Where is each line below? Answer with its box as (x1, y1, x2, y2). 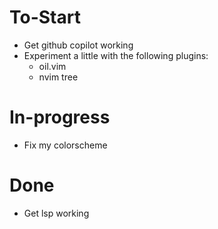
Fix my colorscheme (23, 139, 108, 151)
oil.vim (38, 60, 67, 72)
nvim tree (38, 71, 79, 83)
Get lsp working (23, 207, 90, 219)
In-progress (9, 106, 111, 129)
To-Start (9, 6, 81, 29)
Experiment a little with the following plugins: (23, 49, 209, 61)
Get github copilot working (23, 39, 134, 51)
